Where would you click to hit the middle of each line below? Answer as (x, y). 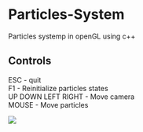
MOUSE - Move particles (48, 104)
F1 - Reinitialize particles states (58, 88)
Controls (30, 61)
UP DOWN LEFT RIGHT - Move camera (71, 97)
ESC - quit (25, 79)
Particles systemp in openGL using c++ (72, 36)
